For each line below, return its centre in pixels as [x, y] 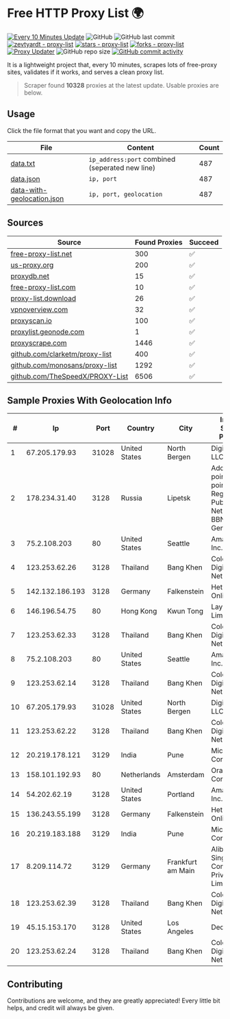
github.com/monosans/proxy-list [64, 365]
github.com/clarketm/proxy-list [61, 354]
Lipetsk [179, 498]
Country [141, 428]
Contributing [35, 984]
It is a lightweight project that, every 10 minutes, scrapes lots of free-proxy [112, 64]
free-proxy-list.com [43, 287]
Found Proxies [158, 242]
